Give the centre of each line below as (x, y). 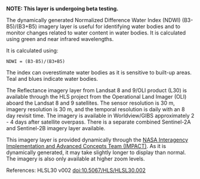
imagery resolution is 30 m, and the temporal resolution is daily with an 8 (96, 109)
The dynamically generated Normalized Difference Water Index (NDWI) (93, 20)
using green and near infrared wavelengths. (60, 39)
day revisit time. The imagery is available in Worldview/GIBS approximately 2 (100, 116)
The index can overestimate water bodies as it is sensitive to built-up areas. (99, 73)
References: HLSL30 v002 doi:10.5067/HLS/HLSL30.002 (76, 170)
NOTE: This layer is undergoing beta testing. (62, 9)
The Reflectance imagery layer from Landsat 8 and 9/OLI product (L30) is (96, 90)
